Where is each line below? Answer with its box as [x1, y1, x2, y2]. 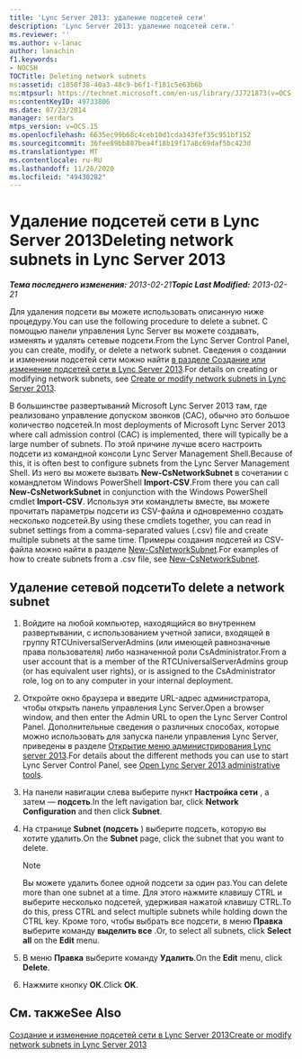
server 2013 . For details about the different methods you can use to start [22, 750, 289, 761]
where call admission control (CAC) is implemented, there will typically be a [9, 429, 289, 440]
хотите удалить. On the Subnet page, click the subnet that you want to [22, 833, 285, 844]
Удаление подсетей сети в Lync [9, 211, 260, 232]
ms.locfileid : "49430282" [9, 172, 106, 181]
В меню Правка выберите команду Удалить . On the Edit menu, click [22, 953, 283, 963]
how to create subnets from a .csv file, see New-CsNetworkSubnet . [9, 553, 261, 564]
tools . [22, 770, 43, 780]
